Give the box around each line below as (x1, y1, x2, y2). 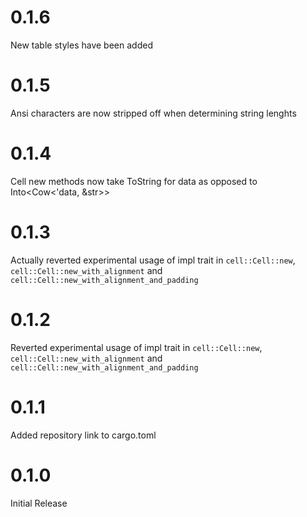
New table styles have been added (10, 39, 153, 51)
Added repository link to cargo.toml (10, 429, 157, 441)
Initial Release (10, 497, 68, 509)
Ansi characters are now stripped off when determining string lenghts (10, 107, 297, 119)
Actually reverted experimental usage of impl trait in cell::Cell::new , (10, 254, 296, 266)
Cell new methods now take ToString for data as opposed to (10, 175, 258, 187)
